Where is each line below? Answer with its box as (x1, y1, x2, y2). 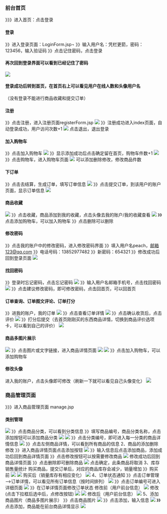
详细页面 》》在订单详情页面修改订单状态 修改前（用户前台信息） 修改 (5, 484, 159, 491)
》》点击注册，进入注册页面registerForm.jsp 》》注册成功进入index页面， (5, 120, 158, 126)
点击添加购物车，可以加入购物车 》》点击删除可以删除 (5, 218, 114, 224)
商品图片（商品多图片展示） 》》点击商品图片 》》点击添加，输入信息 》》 (5, 497, 161, 503)
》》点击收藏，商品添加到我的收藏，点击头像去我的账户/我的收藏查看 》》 (11, 212, 162, 218)
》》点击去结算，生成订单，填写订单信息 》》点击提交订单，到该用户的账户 (5, 181, 161, 187)
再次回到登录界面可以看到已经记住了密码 (5, 60, 88, 66)
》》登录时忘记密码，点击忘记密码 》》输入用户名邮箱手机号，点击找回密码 (5, 279, 161, 286)
